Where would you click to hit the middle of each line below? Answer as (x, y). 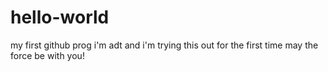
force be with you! (47, 55)
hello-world (60, 17)
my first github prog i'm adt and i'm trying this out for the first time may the (164, 45)
